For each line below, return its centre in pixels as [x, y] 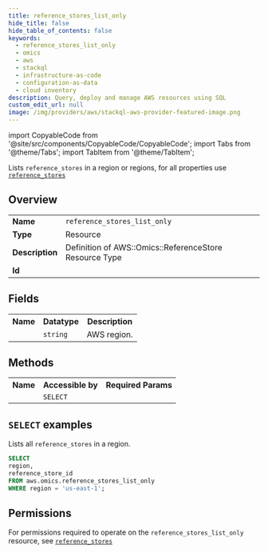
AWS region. [110, 335]
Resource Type [93, 257]
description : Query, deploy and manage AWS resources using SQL [117, 98]
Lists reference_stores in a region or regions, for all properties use [118, 168]
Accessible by [70, 385]
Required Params [139, 385]
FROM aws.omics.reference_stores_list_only [82, 481]
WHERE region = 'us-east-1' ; [57, 488]
